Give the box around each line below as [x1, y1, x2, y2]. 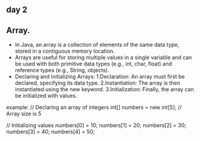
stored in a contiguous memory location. [14, 47, 115, 55]
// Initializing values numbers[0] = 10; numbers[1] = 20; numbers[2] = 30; [6, 122, 187, 129]
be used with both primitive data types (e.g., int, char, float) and [14, 60, 172, 68]
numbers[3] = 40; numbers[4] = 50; [6, 128, 95, 136]
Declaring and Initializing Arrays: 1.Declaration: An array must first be [14, 73, 185, 80]
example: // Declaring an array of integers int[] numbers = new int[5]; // [6, 104, 182, 111]
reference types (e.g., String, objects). [14, 67, 110, 74]
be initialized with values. [14, 92, 77, 100]
